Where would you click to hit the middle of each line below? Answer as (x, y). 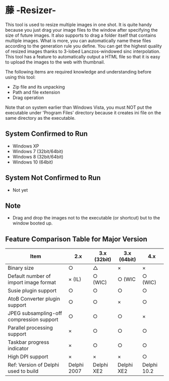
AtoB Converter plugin (34, 299)
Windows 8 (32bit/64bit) (38, 157)
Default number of (29, 276)
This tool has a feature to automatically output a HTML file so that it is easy (83, 56)
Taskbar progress (28, 342)
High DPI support (28, 357)
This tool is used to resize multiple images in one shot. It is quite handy (78, 24)
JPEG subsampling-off (35, 314)
